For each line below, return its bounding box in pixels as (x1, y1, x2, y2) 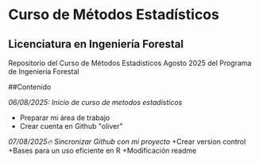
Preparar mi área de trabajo (19, 113, 110, 122)
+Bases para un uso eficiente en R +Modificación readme (8, 146, 197, 155)
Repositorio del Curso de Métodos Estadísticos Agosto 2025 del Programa (8, 58, 252, 68)
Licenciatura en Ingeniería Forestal (8, 37, 184, 51)
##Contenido (8, 82, 52, 91)
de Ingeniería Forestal (8, 67, 79, 76)
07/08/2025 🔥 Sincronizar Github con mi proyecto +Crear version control (8, 137, 246, 146)
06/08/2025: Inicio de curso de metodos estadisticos (8, 98, 183, 107)
